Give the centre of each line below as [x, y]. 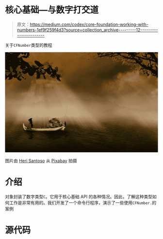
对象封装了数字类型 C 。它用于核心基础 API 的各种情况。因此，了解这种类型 [79, 197]
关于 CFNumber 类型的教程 [29, 45]
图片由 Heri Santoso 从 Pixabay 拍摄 [41, 161]
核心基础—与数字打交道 [52, 10]
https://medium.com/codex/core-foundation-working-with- [89, 24]
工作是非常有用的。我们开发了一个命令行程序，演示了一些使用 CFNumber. [81, 203]
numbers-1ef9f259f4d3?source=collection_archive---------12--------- [87, 30]
